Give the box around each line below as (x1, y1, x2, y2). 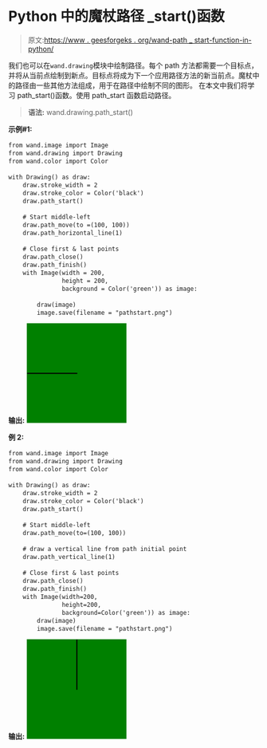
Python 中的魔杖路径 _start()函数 (8, 7, 226, 26)
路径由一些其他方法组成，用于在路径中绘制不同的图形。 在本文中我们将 (14, 81, 248, 90)
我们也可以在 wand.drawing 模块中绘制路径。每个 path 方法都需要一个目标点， (8, 61, 259, 70)
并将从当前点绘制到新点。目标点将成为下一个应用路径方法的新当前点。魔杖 (8, 70, 253, 80)
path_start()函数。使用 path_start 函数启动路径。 (17, 90, 176, 100)
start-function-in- (194, 35, 253, 45)
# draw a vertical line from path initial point (22, 545, 187, 553)
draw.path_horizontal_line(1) (22, 229, 124, 237)
